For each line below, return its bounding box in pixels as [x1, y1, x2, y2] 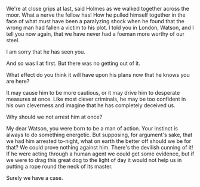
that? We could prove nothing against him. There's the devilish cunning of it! [6, 144, 193, 151]
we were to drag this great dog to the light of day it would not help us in [6, 157, 182, 163]
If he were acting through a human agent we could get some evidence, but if [6, 150, 195, 157]
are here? [6, 77, 30, 85]
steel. [6, 37, 20, 43]
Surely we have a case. [6, 174, 64, 181]
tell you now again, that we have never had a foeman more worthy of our [6, 30, 185, 38]
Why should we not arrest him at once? [6, 113, 103, 120]
